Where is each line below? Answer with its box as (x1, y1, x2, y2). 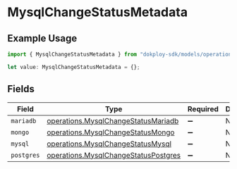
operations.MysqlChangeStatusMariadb (47, 115, 179, 125)
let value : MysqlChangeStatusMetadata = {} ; (7, 63, 140, 70)
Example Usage (7, 32, 78, 44)
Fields (7, 83, 35, 95)
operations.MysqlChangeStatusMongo (47, 127, 175, 137)
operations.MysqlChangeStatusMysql (47, 139, 171, 149)
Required (187, 104, 219, 113)
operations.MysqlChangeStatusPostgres (47, 150, 181, 160)
